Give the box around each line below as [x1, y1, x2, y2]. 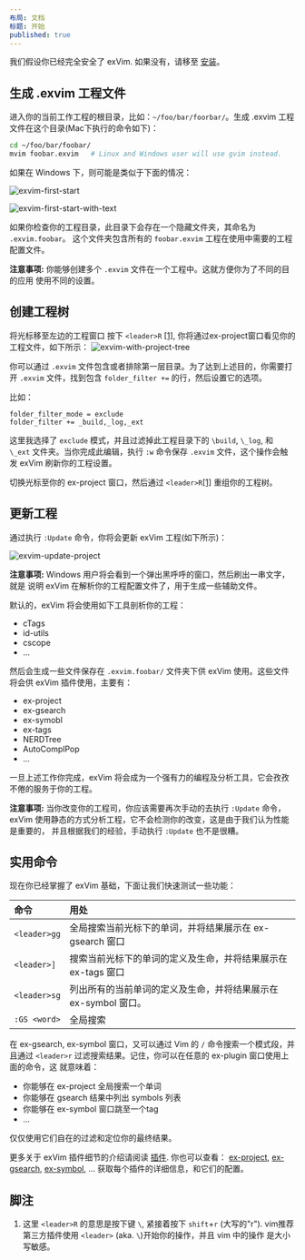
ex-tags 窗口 [69, 966, 125, 979]
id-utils [22, 627, 50, 638]
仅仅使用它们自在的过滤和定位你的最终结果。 [9, 1133, 177, 1144]
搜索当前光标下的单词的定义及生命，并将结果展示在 [69, 953, 288, 965]
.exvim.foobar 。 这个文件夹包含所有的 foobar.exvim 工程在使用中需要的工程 [9, 233, 293, 244]
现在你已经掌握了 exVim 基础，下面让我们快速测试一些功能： [9, 880, 236, 892]
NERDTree [22, 733, 62, 744]
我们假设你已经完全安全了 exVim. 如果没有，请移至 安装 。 [9, 56, 225, 67]
